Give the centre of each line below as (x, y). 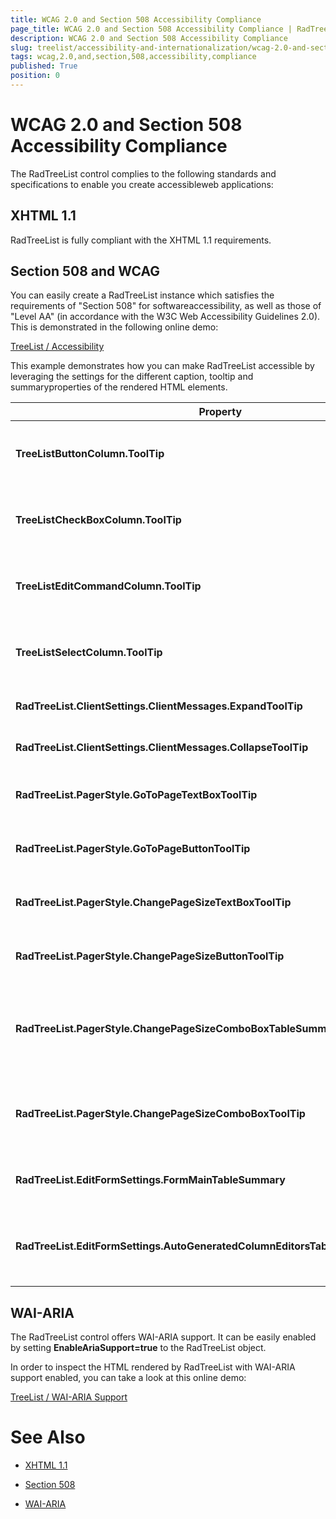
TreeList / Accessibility (57, 347)
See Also (48, 1437)
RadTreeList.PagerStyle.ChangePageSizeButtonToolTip (150, 956)
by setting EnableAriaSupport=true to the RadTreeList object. (138, 1348)
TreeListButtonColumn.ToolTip (90, 454)
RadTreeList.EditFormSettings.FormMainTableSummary (150, 1180)
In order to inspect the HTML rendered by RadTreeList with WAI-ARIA (153, 1367)
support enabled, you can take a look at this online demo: (128, 1378)
